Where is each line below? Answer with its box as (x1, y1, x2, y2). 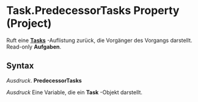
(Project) (6, 16, 52, 30)
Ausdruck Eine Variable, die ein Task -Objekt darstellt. (6, 89, 142, 96)
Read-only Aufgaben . (6, 43, 62, 50)
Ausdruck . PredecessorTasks (6, 76, 82, 84)
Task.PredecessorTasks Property (6, 4, 180, 18)
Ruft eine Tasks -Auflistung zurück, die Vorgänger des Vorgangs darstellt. (6, 36, 193, 44)
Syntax (6, 61, 34, 71)
